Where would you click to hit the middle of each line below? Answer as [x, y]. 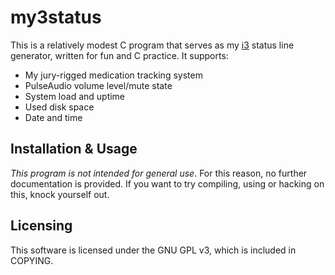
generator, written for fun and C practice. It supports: [119, 55]
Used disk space [59, 107]
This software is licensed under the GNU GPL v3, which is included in [153, 250]
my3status [56, 17]
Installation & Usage [74, 149]
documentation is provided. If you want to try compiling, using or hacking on [167, 183]
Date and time [53, 117]
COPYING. [32, 260]
